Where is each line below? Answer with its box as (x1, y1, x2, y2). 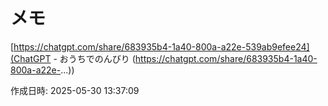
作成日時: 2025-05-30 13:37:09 (10, 84, 140, 96)
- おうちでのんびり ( (53, 52, 136, 64)
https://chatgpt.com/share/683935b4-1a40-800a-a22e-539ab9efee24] (13, 40, 310, 53)
